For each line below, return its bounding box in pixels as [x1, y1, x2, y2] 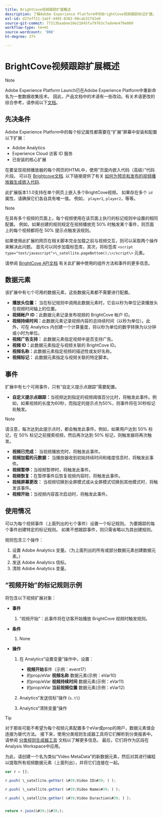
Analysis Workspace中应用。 [5, 743, 63, 749]
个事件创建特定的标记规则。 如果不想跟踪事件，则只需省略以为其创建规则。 [5, 527, 155, 533]
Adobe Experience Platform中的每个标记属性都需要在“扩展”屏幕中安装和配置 [5, 129, 158, 135]
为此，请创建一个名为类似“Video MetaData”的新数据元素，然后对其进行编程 [5, 753, 156, 759]
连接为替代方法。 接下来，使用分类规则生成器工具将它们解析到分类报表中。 [5, 731, 155, 737]
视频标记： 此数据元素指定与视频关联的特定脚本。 [12, 354, 112, 360]
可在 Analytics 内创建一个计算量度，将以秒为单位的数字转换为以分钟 [20, 324, 157, 330]
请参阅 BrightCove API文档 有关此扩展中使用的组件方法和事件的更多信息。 [5, 260, 153, 266]
